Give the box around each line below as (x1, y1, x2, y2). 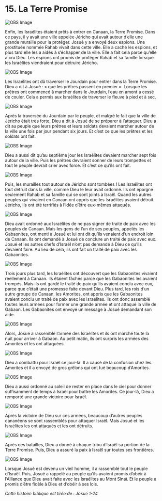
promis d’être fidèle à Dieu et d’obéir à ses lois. (5, 481, 98, 487)
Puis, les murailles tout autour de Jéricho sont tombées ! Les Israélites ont (5, 181, 152, 187)
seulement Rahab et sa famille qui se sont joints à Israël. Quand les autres (5, 192, 152, 197)
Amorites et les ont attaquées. (5, 340, 65, 346)
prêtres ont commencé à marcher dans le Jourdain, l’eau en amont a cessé (5, 89, 154, 95)
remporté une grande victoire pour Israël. (5, 394, 87, 400)
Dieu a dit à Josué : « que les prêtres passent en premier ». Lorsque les (5, 83, 147, 89)
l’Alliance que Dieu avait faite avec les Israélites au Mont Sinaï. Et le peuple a (5, 476, 157, 482)
